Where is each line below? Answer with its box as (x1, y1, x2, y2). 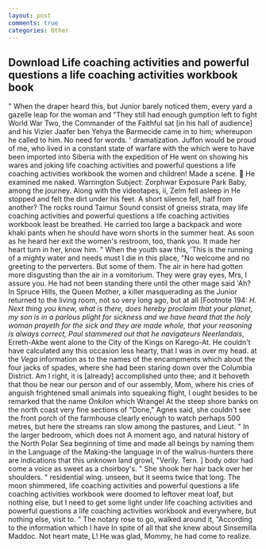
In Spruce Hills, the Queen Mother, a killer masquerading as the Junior (8, 287, 238, 297)
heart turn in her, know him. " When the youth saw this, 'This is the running (8, 245, 253, 255)
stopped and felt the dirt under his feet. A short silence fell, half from (8, 194, 233, 204)
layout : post (8, 11, 52, 20)
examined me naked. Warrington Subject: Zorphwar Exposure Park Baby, (8, 178, 248, 187)
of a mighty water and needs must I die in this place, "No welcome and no (8, 253, 250, 263)
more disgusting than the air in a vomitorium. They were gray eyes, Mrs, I (8, 271, 248, 280)
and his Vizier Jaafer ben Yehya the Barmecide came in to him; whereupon (8, 127, 253, 136)
